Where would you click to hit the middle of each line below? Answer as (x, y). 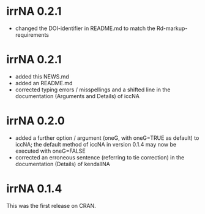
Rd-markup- (172, 28)
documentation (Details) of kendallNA (62, 164)
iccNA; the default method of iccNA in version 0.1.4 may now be (95, 144)
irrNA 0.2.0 (36, 121)
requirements (32, 34)
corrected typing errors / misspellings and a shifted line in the (93, 90)
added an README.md (44, 83)
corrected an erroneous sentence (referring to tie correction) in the (100, 157)
